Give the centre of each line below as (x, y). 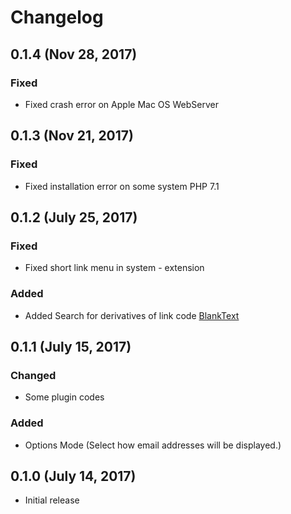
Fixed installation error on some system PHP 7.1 (122, 186)
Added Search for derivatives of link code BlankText (132, 315)
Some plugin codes (64, 397)
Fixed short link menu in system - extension (114, 268)
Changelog (57, 17)
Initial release (52, 500)
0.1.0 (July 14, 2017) (73, 476)
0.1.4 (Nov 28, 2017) (74, 54)
